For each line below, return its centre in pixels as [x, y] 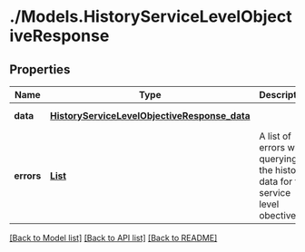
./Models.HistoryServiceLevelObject [151, 17]
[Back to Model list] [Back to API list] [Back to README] [113, 238]
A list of [275, 136]
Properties [40, 69]
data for [275, 181]
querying [278, 159]
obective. [279, 215]
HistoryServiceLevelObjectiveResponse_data [150, 116]
